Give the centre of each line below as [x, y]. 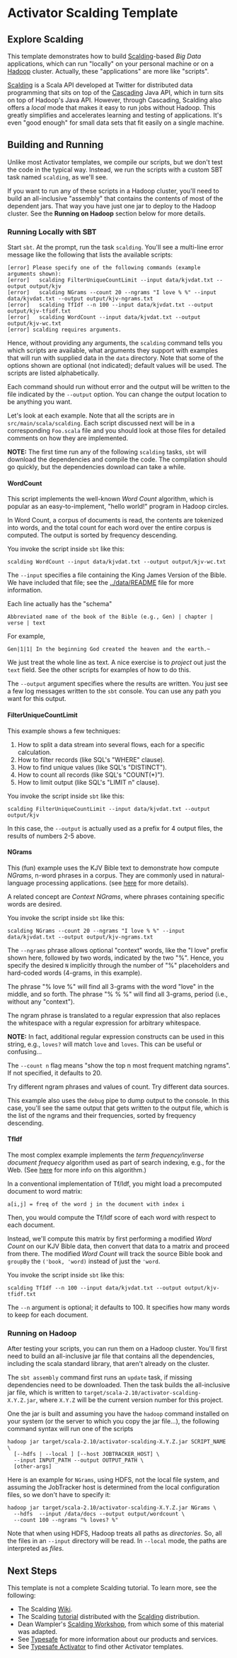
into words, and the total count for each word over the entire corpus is [110, 528]
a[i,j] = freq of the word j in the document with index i [96, 1204]
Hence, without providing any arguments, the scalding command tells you [115, 343]
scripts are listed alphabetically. [53, 373]
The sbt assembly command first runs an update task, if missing [100, 1377]
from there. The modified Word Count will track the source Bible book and [115, 1253]
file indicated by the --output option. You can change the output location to [117, 394]
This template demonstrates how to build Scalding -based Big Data [104, 56]
